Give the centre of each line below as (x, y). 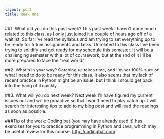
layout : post (19, 10)
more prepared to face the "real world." (45, 60)
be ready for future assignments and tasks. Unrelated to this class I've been (82, 44)
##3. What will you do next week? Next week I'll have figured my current (79, 95)
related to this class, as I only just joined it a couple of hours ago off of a (79, 34)
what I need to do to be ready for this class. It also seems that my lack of (79, 75)
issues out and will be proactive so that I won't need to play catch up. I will (81, 100)
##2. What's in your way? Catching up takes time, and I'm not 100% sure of (82, 69)
